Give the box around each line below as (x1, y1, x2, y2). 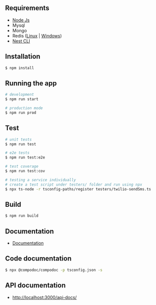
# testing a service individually (5, 177, 77, 182)
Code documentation (5, 254, 72, 263)
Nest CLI (12, 38, 31, 44)
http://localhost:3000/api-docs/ (12, 294, 77, 300)
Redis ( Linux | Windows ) (12, 33, 62, 38)
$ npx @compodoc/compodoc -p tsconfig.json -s (5, 267, 103, 272)
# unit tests (5, 137, 32, 142)
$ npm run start (5, 97, 39, 102)
